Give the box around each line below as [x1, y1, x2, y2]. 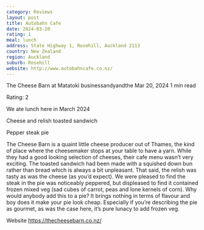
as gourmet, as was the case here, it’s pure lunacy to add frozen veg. [6, 205, 180, 212]
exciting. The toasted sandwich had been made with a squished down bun [6, 160, 193, 167]
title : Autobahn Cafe [6, 20, 62, 26]
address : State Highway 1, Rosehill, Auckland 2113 [6, 43, 140, 49]
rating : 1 [6, 32, 32, 38]
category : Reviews [6, 8, 53, 15]
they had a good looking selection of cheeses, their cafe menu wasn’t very [6, 154, 194, 161]
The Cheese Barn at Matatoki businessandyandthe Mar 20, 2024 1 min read [6, 82, 196, 89]
